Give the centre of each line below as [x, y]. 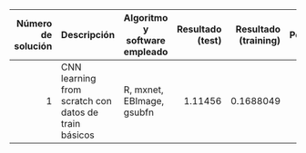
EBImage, [144, 101]
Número [35, 24]
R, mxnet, [143, 90]
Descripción [88, 35]
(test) [209, 40]
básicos [78, 135]
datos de [79, 112]
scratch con [86, 101]
